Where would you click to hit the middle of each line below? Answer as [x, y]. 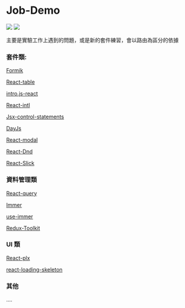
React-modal [22, 140]
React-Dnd [19, 152]
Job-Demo [33, 10]
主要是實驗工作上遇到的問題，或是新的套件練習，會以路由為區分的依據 [92, 40]
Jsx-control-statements [35, 117]
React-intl [18, 105]
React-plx [18, 258]
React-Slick [20, 163]
